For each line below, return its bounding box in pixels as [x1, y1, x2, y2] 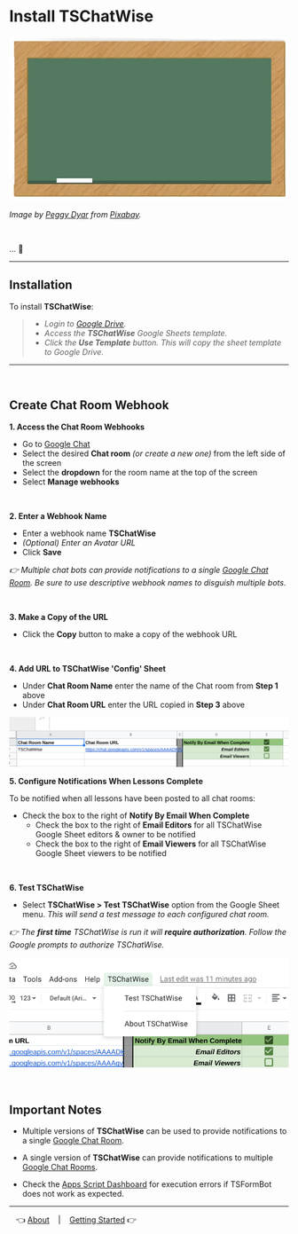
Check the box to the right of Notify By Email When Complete [21, 810, 250, 821]
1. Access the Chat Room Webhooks [9, 421, 145, 432]
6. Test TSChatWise [9, 882, 84, 892]
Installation [9, 278, 73, 293]
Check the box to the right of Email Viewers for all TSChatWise [35, 838, 267, 849]
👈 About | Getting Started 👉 [15, 1214, 137, 1225]
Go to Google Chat [21, 438, 90, 449]
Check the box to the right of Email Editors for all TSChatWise [35, 819, 263, 830]
